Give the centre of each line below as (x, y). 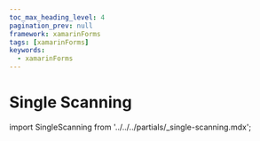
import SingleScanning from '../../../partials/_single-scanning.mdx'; (130, 127)
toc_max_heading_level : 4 (57, 17)
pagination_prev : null (51, 26)
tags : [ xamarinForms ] (49, 42)
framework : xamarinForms (55, 34)
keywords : (28, 51)
